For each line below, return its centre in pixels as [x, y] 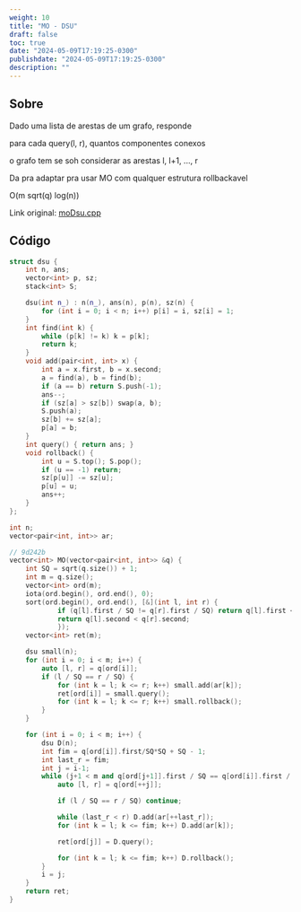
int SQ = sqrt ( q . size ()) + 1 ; [82, 569]
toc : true [28, 43]
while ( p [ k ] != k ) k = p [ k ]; [96, 336]
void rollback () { [60, 453]
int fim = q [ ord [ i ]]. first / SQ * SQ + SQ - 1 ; [124, 751]
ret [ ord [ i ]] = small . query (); [113, 693]
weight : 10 [30, 18]
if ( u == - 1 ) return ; [82, 469]
